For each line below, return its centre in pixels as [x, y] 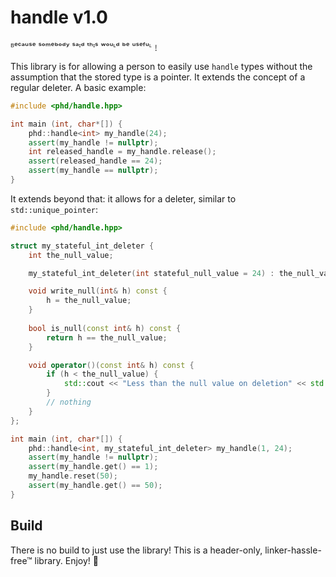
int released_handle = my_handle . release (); [122, 152]
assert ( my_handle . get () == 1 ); [93, 467]
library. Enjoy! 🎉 [66, 560]
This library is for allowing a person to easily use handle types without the [161, 66]
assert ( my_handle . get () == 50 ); [95, 486]
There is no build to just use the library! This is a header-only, [136, 550]
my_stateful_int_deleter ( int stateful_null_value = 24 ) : [151, 273]
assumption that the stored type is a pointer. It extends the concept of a [158, 77]
